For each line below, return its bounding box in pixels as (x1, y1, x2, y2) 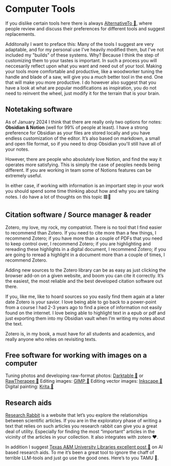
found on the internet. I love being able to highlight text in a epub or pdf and (5, 310, 165, 316)
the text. (5, 320, 23, 327)
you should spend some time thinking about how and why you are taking (5, 188, 159, 194)
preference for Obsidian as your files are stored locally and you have (5, 130, 150, 136)
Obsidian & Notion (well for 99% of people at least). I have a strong (5, 124, 148, 130)
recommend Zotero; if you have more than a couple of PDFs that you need (5, 235, 163, 241)
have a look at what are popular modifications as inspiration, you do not (5, 84, 157, 91)
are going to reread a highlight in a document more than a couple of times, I (5, 252, 165, 258)
